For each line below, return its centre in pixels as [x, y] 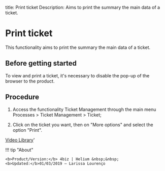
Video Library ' [20, 140]
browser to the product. [30, 81]
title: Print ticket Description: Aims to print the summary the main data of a [83, 7]
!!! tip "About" [19, 150]
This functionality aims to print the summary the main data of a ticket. [78, 47]
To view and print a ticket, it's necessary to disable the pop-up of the [77, 75]
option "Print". [27, 130]
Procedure [22, 97]
